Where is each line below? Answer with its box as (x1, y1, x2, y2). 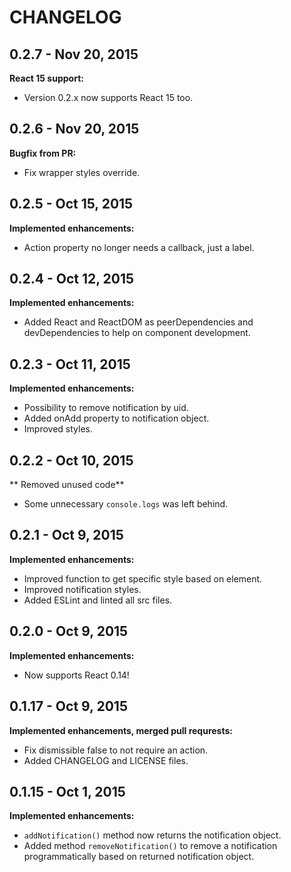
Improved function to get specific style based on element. (23, 572, 263, 585)
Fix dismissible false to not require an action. (23, 744, 209, 756)
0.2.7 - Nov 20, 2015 (9, 46, 139, 63)
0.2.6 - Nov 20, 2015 (9, 121, 140, 138)
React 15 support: (9, 72, 84, 84)
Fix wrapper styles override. (23, 166, 141, 178)
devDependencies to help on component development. (23, 327, 251, 339)
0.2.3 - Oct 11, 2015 (9, 356, 131, 373)
